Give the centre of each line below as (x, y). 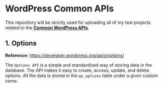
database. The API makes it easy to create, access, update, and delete (77, 70)
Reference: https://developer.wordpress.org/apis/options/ (65, 55)
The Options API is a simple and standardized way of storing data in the (79, 65)
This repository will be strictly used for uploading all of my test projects (78, 22)
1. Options (21, 44)
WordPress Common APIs (60, 9)
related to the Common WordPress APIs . (47, 27)
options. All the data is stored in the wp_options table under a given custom (81, 76)
